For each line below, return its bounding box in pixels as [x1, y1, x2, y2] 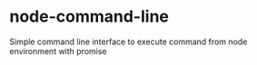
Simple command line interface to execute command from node [9, 36, 248, 47]
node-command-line [9, 6, 170, 27]
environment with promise [9, 45, 107, 56]
